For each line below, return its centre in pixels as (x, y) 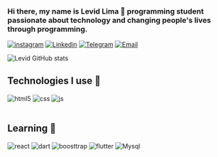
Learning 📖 (32, 128)
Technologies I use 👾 (54, 81)
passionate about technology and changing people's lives (109, 20)
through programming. (48, 29)
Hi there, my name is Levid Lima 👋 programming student (106, 11)
